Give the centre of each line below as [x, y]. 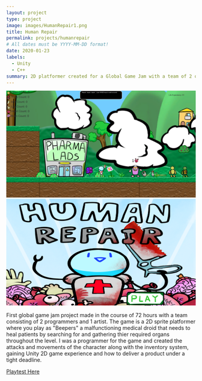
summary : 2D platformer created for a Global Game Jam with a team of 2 [99, 76]
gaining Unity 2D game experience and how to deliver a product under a [96, 353]
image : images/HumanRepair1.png [47, 25]
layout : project [26, 13]
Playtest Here [23, 371]
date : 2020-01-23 [28, 51]
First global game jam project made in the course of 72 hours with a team [97, 315]
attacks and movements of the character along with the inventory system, [97, 347]
